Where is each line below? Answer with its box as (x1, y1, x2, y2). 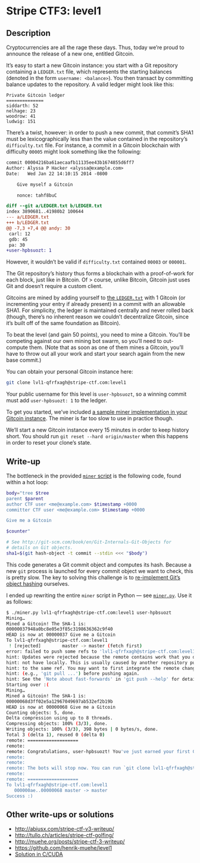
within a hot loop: (6, 478, 49, 485)
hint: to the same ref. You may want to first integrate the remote (6, 665, 180, 671)
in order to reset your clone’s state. (6, 439, 92, 446)
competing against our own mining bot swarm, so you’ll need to (6, 338, 162, 345)
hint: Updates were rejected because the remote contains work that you (6, 654, 190, 660)
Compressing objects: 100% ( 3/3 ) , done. (6, 721, 108, 727)
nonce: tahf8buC (17, 192, 58, 198)
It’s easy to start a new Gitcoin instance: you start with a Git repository (6, 62, 179, 69)
